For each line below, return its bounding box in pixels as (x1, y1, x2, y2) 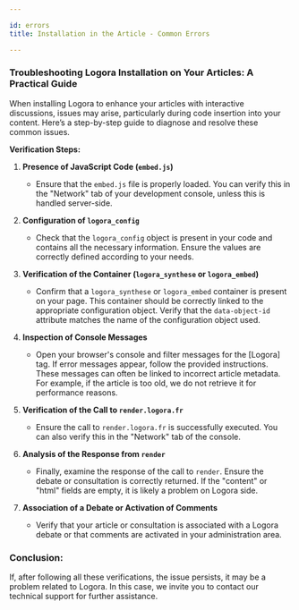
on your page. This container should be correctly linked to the (35, 295, 264, 306)
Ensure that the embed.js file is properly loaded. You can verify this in (35, 178, 291, 189)
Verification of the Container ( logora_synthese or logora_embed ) (21, 268, 260, 279)
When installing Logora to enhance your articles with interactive (9, 97, 244, 108)
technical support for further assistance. (9, 591, 158, 602)
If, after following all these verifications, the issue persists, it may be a (9, 572, 267, 582)
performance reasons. (35, 386, 118, 398)
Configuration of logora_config (21, 215, 141, 225)
